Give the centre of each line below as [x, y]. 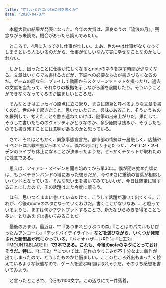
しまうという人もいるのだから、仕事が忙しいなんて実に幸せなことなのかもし [83, 52]
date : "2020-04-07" [25, 14]
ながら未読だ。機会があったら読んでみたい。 [55, 35]
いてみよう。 [18, 270]
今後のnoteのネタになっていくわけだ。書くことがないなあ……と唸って [89, 203]
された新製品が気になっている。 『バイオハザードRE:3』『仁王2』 [70, 239]
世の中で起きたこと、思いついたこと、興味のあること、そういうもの [91, 110]
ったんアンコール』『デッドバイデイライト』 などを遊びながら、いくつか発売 [82, 233]
